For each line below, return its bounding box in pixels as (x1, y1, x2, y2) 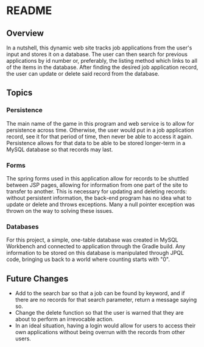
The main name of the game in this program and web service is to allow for (6, 120, 195, 127)
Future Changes (6, 273, 69, 284)
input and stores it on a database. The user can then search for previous (6, 51, 188, 58)
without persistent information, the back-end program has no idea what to (6, 194, 192, 201)
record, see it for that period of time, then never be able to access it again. (6, 132, 193, 140)
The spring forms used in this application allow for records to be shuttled (6, 174, 189, 182)
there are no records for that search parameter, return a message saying (15, 296, 197, 304)
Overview (6, 28, 44, 38)
